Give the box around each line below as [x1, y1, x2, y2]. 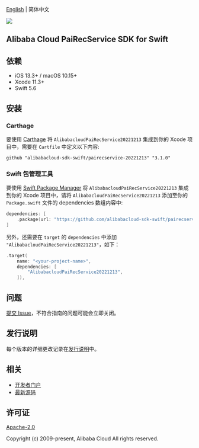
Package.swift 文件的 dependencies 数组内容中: [6, 199, 123, 206]
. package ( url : [17, 216, 52, 223]
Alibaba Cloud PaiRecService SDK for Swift [6, 34, 169, 44]
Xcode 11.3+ [14, 78, 44, 85]
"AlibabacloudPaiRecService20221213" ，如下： [6, 241, 120, 248]
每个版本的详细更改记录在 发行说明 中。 [6, 345, 99, 352]
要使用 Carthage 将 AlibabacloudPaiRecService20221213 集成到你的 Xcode [6, 136, 187, 143]
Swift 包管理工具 [6, 169, 53, 178]
